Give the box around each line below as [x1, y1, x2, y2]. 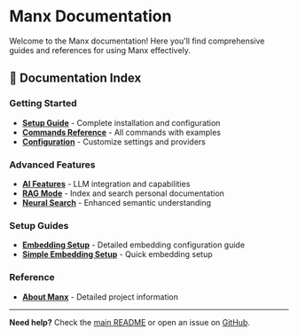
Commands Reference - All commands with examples [21, 127, 222, 137]
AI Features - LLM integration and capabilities [21, 178, 191, 189]
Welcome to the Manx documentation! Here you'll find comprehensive [9, 35, 265, 46]
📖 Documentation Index [9, 71, 142, 86]
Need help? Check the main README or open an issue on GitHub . [9, 316, 250, 327]
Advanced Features [9, 158, 96, 170]
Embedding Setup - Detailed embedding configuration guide [21, 239, 246, 250]
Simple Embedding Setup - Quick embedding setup [21, 249, 213, 260]
